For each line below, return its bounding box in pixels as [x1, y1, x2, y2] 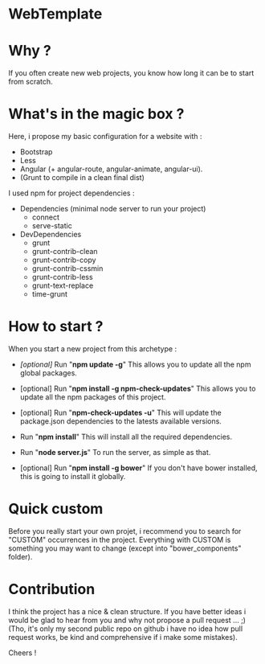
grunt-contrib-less [31, 273, 94, 282]
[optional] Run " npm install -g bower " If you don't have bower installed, [19, 463, 259, 473]
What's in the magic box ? [8, 105, 185, 123]
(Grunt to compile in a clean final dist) [19, 173, 145, 182]
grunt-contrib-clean [31, 247, 98, 256]
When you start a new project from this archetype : [8, 344, 177, 354]
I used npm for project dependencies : [8, 188, 135, 198]
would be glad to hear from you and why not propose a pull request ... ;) [8, 615, 247, 625]
